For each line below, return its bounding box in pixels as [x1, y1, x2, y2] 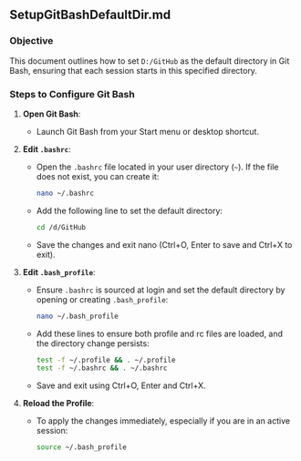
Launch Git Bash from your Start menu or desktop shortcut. [36, 126, 260, 137]
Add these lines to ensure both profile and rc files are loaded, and [36, 328, 284, 339]
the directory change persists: [36, 337, 150, 349]
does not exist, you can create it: [36, 170, 160, 181]
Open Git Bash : [22, 108, 81, 119]
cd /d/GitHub [36, 222, 87, 231]
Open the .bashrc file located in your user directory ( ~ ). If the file [36, 161, 279, 172]
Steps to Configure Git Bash [9, 87, 135, 100]
